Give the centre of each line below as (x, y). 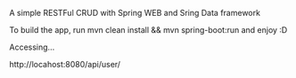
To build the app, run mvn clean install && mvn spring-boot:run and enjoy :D (148, 30)
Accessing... (32, 47)
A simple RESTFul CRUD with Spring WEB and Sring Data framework (135, 13)
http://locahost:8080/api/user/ (65, 64)
